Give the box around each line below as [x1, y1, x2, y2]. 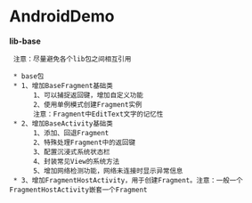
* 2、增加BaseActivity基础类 [12, 118, 113, 128]
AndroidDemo [9, 6, 115, 27]
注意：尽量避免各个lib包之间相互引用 [12, 54, 132, 63]
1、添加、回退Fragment [32, 128, 110, 137]
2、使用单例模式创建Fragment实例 [32, 100, 142, 109]
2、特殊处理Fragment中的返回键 [32, 138, 136, 147]
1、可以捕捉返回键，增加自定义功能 [32, 91, 144, 100]
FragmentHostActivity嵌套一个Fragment [9, 185, 149, 194]
